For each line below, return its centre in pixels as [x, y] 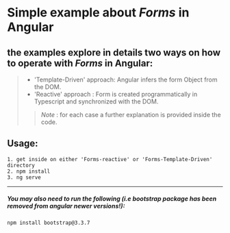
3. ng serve [24, 177]
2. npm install [29, 171]
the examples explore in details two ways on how [114, 52]
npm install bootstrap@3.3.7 [49, 223]
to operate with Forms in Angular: [80, 63]
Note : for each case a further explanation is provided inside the [131, 115]
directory [21, 165]
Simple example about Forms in [98, 13]
